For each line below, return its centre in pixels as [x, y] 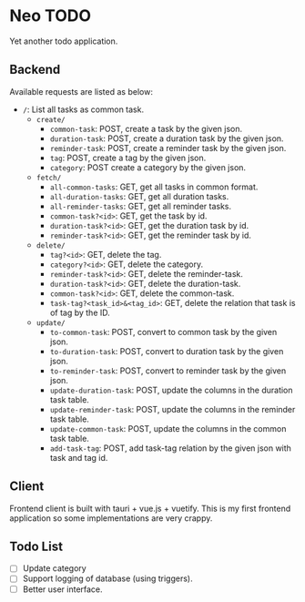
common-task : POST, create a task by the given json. [146, 128]
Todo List [36, 546]
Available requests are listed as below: [81, 91]
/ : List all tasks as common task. [83, 109]
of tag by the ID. [80, 312]
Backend [35, 70]
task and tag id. [79, 457]
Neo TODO [50, 16]
